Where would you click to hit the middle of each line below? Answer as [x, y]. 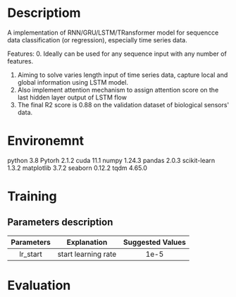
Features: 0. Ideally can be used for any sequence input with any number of [117, 54]
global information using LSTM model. [73, 82]
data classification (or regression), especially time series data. [98, 40]
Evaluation [39, 285]
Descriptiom [44, 13]
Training [32, 196]
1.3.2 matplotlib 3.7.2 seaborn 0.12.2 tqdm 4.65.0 [77, 168]
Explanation [87, 242]
